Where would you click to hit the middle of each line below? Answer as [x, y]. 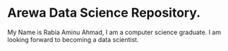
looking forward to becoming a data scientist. [73, 39]
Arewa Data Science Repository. [104, 13]
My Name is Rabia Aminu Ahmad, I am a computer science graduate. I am [114, 32]
